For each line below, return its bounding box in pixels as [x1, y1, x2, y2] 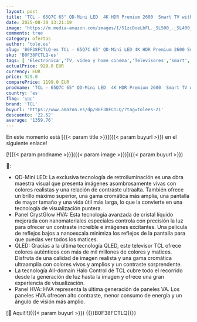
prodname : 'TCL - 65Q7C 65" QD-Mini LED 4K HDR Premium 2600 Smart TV [6, 85, 188, 91]
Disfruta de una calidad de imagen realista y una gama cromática [14, 255, 172, 262]
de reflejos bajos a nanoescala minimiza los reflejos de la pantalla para [14, 229, 186, 237]
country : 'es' [6, 90, 41, 96]
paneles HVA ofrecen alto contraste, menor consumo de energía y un [14, 292, 182, 299]
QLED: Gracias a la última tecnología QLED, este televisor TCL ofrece [14, 242, 182, 249]
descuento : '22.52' [6, 112, 54, 118]
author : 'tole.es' [6, 42, 51, 47]
